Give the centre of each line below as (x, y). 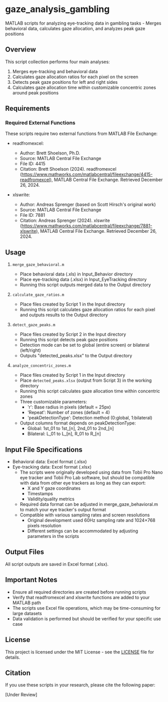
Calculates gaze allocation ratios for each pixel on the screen (75, 77)
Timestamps (40, 494)
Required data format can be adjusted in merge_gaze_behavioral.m (89, 504)
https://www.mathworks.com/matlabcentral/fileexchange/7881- (87, 226)
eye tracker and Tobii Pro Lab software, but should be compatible (87, 478)
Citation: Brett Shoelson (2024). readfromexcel (68, 169)
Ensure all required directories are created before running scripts (79, 592)
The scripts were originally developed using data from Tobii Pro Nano (91, 472)
